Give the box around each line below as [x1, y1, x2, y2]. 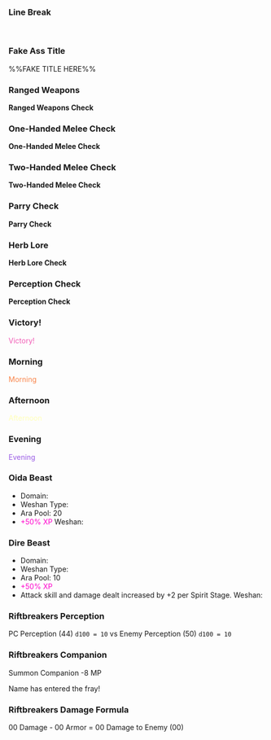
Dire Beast [8, 536, 50, 548]
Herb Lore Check [8, 258, 68, 268]
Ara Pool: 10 [20, 573, 61, 583]
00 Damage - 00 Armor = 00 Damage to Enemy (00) [8, 723, 185, 733]
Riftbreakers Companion [8, 650, 107, 661]
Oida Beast [8, 472, 53, 484]
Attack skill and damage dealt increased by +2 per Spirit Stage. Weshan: [20, 590, 263, 600]
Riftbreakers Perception [8, 611, 105, 622]
